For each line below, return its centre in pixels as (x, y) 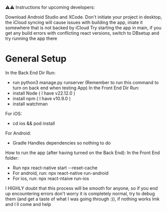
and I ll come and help (28, 204)
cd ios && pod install (34, 123)
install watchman (30, 104)
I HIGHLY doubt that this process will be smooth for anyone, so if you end (81, 188)
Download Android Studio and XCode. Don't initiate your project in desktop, (84, 17)
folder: (12, 158)
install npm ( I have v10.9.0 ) (42, 98)
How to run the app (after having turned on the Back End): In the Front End (82, 153)
